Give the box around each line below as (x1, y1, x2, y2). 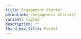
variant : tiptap (5, 17, 40, 22)
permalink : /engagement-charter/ (5, 12, 76, 17)
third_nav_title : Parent (5, 26, 58, 31)
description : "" (5, 21, 40, 27)
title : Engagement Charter (5, 7, 63, 13)
